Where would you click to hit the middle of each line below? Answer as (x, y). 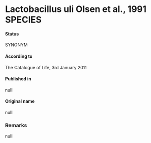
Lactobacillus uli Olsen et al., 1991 (76, 9)
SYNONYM (17, 45)
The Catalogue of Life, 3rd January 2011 (46, 67)
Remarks (16, 125)
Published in (18, 79)
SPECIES (24, 20)
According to (19, 56)
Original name (20, 101)
